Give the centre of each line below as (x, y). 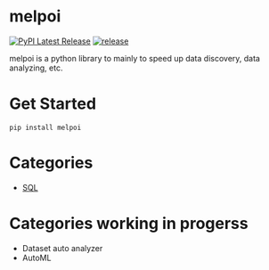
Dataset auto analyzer (62, 248)
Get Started (53, 104)
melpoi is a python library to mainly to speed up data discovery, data (135, 58)
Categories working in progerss (129, 224)
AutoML (37, 258)
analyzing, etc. (36, 68)
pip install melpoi (45, 127)
